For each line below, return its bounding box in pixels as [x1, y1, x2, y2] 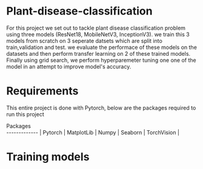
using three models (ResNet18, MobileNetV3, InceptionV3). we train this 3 [6, 30, 190, 38]
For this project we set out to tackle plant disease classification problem [6, 24, 186, 31]
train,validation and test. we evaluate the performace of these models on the [6, 44, 197, 51]
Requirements [6, 84, 79, 98]
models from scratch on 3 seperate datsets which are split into [6, 37, 162, 44]
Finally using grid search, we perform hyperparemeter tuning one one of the [6, 56, 196, 64]
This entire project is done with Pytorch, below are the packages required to [6, 104, 196, 111]
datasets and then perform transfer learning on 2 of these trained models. [6, 50, 191, 57]
